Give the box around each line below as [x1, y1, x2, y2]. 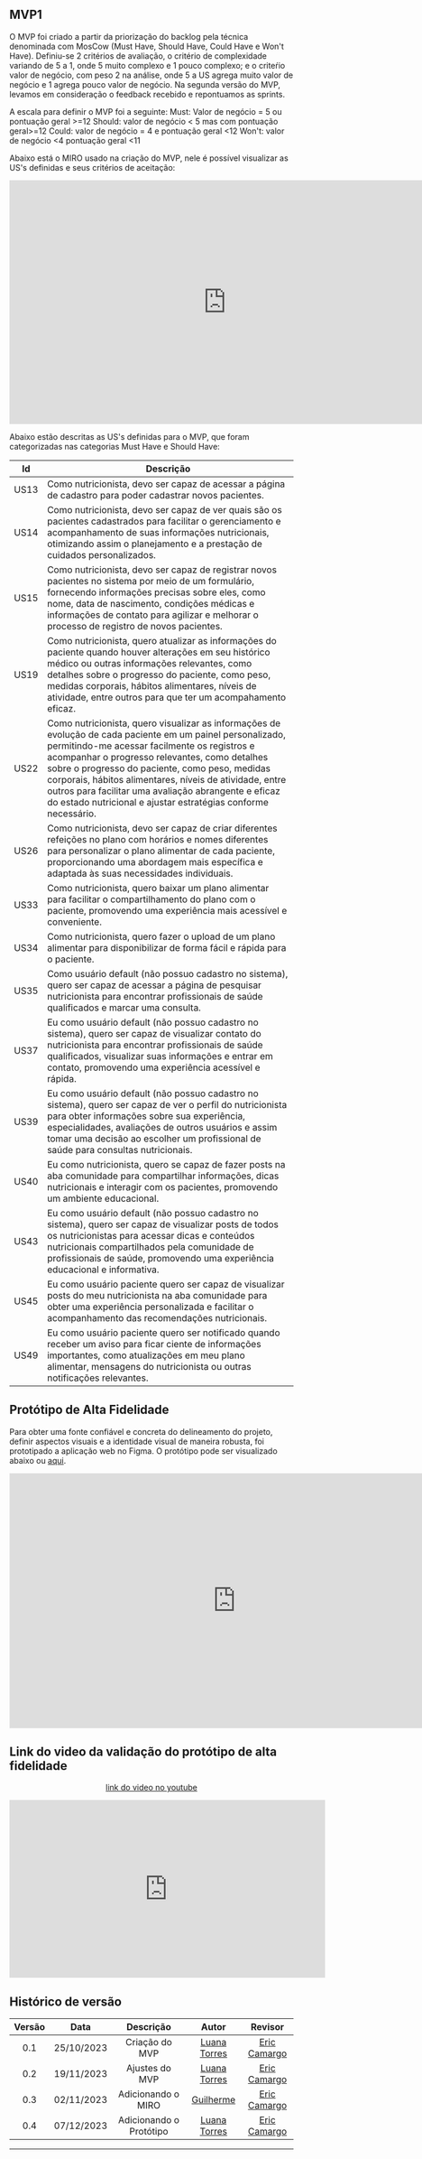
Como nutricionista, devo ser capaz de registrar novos [46, 563, 278, 576]
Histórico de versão [9, 1994, 122, 2009]
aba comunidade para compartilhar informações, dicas [46, 1169, 280, 1182]
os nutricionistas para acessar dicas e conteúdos [46, 1229, 255, 1242]
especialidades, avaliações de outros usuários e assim [46, 1121, 278, 1133]
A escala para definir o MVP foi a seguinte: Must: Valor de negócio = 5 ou [9, 106, 282, 116]
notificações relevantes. [46, 1372, 149, 1384]
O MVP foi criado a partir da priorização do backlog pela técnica [9, 31, 249, 42]
